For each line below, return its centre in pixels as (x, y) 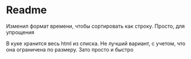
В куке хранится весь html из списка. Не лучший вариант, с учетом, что (96, 43)
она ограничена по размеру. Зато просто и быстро (70, 49)
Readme (27, 10)
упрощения (20, 32)
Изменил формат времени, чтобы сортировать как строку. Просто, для (95, 26)
